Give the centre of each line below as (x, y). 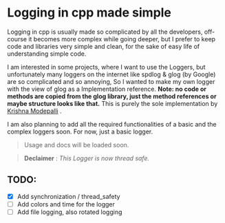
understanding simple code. (47, 54)
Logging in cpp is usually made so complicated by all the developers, (105, 32)
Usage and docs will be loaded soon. (76, 145)
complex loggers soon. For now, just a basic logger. (80, 131)
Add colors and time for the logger (66, 204)
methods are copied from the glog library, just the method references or (112, 96)
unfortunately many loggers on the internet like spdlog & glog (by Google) (111, 74)
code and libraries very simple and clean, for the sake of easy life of (104, 46)
